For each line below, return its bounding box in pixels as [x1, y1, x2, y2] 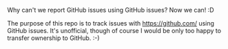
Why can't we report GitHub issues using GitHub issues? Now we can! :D [7, 6, 214, 14]
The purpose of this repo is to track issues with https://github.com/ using [7, 19, 215, 27]
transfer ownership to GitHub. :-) [7, 34, 100, 42]
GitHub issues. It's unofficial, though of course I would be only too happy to [7, 27, 222, 35]
